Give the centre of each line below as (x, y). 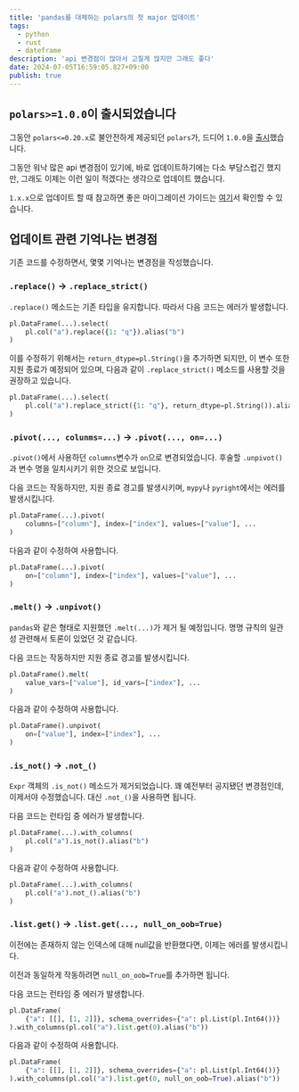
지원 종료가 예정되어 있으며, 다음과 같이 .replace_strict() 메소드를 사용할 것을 (148, 369)
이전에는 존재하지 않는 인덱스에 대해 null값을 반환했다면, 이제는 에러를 (130, 944)
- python (33, 34)
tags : (19, 26)
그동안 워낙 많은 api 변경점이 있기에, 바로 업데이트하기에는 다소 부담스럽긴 (137, 167)
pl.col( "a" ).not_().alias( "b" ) (83, 893)
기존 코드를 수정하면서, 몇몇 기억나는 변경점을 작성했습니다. (111, 262)
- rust (29, 42)
